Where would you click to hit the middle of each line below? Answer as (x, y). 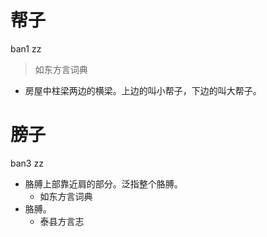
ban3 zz (27, 163)
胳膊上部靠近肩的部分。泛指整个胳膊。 (103, 183)
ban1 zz (26, 48)
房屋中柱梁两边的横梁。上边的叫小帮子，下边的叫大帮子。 (143, 90)
